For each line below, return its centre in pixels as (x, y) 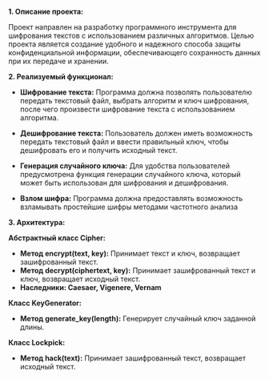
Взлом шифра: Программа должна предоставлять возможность (131, 198)
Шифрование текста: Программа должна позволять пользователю (136, 92)
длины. (32, 327)
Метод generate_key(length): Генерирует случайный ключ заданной (138, 319)
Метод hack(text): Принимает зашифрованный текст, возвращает (133, 358)
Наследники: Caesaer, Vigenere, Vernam (90, 287)
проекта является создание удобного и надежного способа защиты (125, 44)
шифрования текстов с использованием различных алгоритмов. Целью (131, 36)
